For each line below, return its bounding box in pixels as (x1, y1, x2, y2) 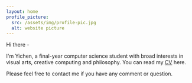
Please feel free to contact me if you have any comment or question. (6, 70, 173, 77)
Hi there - (6, 41, 30, 48)
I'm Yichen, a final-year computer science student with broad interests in (6, 52, 184, 59)
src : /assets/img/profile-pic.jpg (11, 19, 96, 25)
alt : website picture (11, 25, 65, 31)
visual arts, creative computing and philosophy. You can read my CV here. (6, 59, 187, 66)
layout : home (6, 8, 38, 15)
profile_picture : (6, 14, 49, 20)
